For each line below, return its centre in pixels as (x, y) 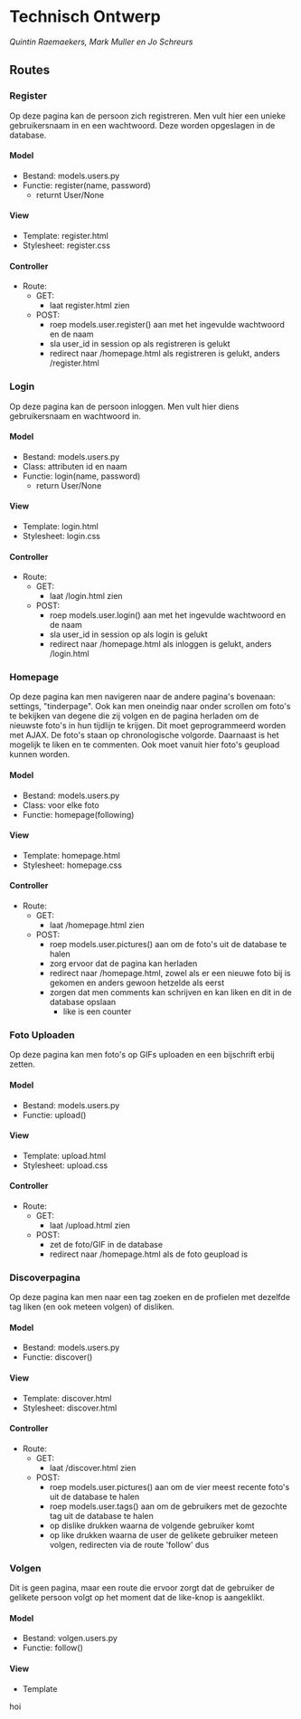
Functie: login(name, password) (81, 476)
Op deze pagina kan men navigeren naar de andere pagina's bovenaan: (142, 697)
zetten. (23, 1064)
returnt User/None (70, 195)
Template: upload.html (64, 1155)
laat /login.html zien (86, 596)
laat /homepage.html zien (97, 926)
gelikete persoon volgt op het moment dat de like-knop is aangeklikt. (137, 1598)
